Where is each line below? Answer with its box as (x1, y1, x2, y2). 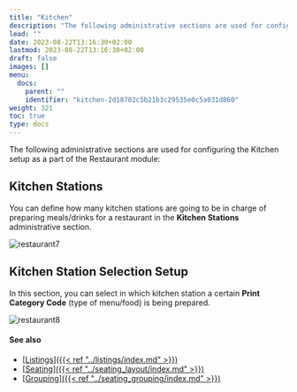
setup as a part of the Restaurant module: (9, 154, 161, 164)
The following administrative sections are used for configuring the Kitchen (9, 144, 279, 155)
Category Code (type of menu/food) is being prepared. (9, 297, 210, 308)
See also (9, 334, 42, 345)
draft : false (9, 54, 57, 63)
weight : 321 (9, 104, 53, 112)
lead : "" (9, 29, 42, 38)
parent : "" (25, 87, 65, 96)
